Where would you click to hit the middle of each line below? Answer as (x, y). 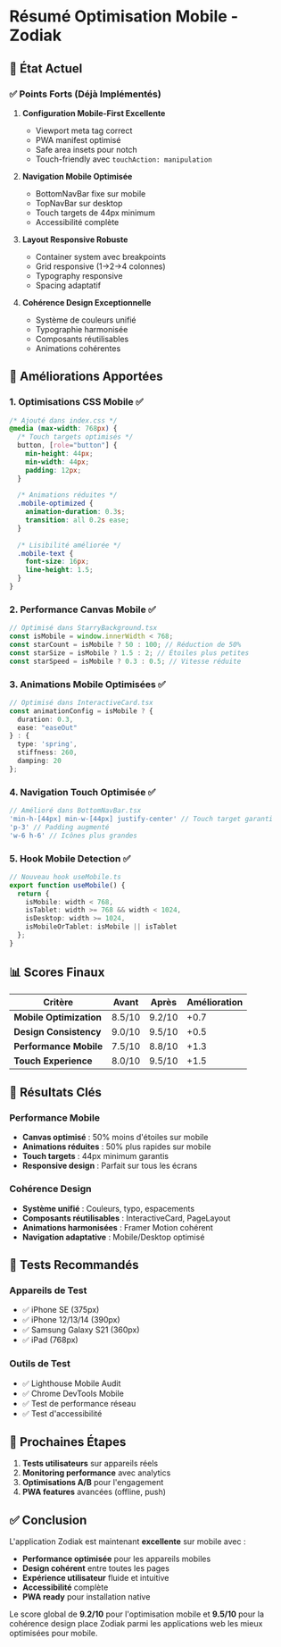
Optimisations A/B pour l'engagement (93, 1483)
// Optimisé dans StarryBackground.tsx (83, 628)
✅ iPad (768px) (50, 1340)
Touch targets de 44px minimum (95, 213)
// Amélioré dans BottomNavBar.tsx (75, 811)
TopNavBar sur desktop (79, 203)
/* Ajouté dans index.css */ (63, 420)
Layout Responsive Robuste (75, 239)
